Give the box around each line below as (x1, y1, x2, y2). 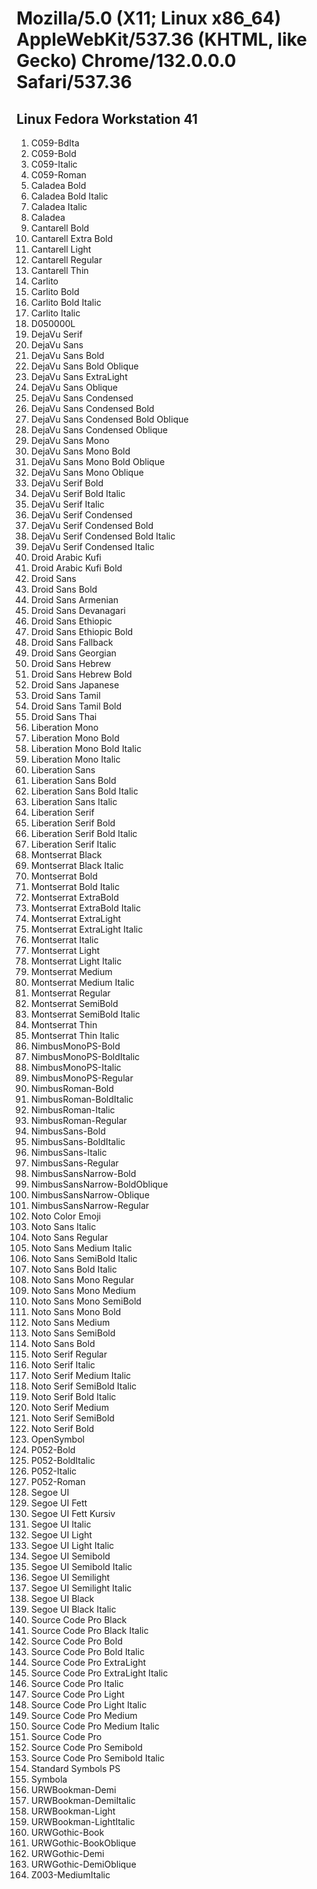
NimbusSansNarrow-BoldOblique (30, 1178, 169, 1190)
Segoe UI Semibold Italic (30, 1561, 133, 1572)
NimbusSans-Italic (30, 1147, 108, 1158)
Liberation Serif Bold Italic (30, 828, 138, 839)
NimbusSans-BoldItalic (30, 1136, 126, 1147)
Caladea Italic (30, 201, 88, 212)
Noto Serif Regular (30, 1348, 108, 1360)
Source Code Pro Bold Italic (30, 1646, 145, 1657)
